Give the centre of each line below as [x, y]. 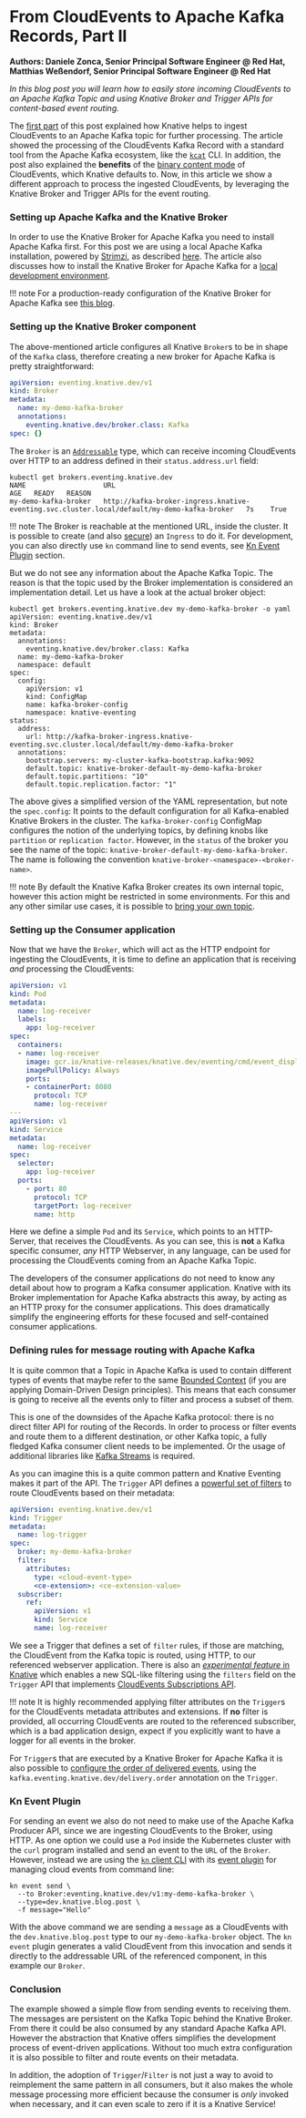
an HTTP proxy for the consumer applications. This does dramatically [140, 1307]
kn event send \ [40, 1887]
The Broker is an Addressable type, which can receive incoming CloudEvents [153, 451]
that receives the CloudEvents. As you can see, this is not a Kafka [161, 1241]
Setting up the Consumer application [92, 930]
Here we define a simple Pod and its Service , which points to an [128, 1231]
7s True [266, 509]
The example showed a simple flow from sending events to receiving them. [150, 2009]
